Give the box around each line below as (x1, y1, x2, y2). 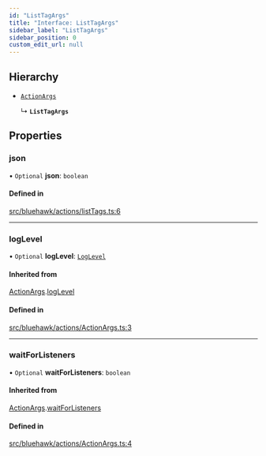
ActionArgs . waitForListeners (9, 403, 102, 413)
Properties (9, 129, 62, 143)
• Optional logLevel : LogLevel (9, 252, 106, 261)
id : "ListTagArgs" (9, 11, 69, 20)
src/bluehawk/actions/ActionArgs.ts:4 (9, 439, 133, 448)
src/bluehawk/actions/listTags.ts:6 (9, 206, 121, 215)
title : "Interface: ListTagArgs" (9, 19, 119, 27)
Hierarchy (9, 70, 59, 84)
